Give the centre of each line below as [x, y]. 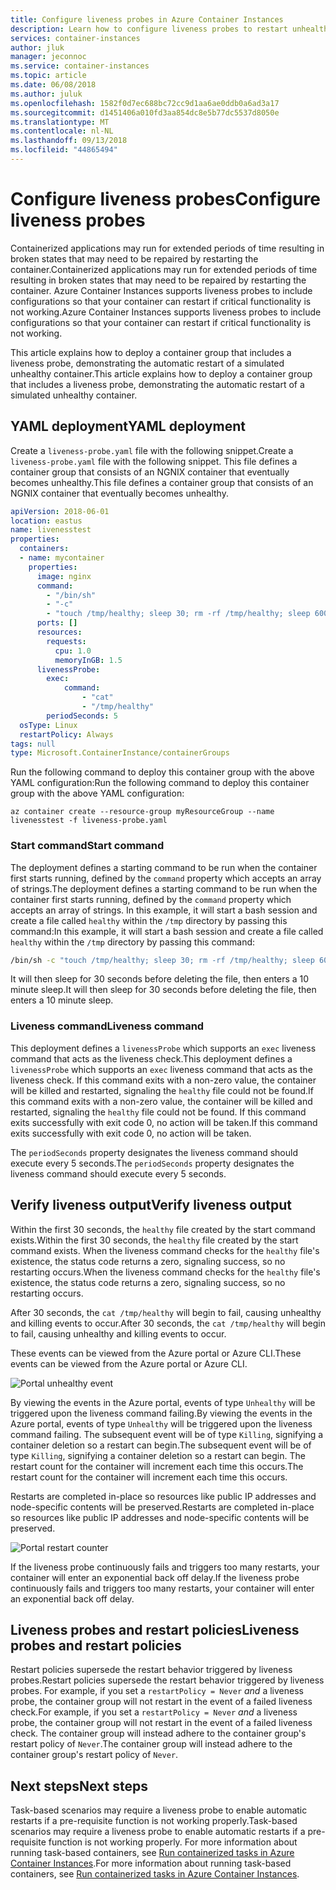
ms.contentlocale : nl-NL [62, 131]
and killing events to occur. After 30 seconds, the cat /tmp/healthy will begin [168, 1323]
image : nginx [64, 576]
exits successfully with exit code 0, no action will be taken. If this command [164, 1122]
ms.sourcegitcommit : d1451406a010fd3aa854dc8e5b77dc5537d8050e [145, 112]
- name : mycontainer [62, 558]
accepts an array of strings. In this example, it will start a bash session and [164, 910]
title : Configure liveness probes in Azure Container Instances [147, 19]
